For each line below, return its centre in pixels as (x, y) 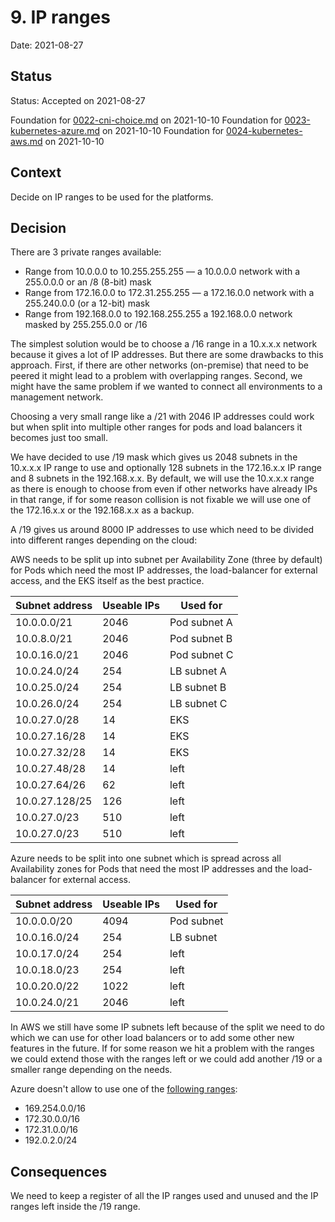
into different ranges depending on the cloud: (104, 540)
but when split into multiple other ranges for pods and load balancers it (156, 427)
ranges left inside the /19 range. (75, 1207)
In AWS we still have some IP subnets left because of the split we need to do (167, 1027)
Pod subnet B (201, 639)
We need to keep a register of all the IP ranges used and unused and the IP (164, 1196)
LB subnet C (198, 704)
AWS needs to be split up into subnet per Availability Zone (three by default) (166, 560)
